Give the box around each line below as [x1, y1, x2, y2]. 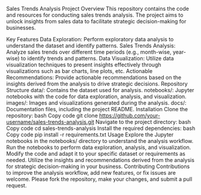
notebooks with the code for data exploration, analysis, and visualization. [6, 93, 187, 100]
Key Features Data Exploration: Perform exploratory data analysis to [6, 36, 174, 42]
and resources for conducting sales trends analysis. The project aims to [6, 11, 184, 19]
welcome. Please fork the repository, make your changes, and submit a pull [6, 176, 193, 182]
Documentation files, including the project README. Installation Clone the [6, 106, 188, 112]
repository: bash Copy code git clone [6, 112, 98, 119]
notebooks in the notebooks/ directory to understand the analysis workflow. [6, 138, 194, 144]
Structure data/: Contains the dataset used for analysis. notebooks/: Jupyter [6, 87, 194, 93]
